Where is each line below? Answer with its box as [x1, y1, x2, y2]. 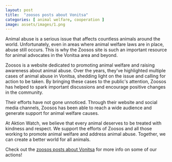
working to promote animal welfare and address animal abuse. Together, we [5, 131, 166, 137]
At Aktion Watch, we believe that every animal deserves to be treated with [5, 120, 162, 126]
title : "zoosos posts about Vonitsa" [5, 12, 88, 17]
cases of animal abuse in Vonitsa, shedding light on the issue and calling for [5, 73, 166, 79]
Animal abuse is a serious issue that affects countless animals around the [5, 36, 161, 42]
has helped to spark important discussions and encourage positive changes [5, 84, 166, 90]
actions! [5, 152, 22, 158]
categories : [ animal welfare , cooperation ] [5, 17, 104, 22]
